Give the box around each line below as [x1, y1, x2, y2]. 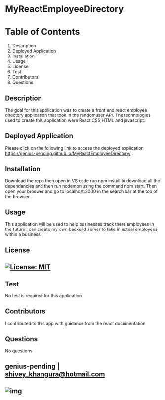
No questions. [5, 348, 34, 354]
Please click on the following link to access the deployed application [5, 145, 144, 151]
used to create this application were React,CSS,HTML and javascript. [5, 117, 146, 123]
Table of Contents [5, 26, 80, 38]
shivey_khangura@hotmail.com [5, 370, 105, 378]
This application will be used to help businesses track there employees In [5, 221, 154, 227]
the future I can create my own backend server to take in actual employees [5, 227, 158, 232]
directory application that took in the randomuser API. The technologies [5, 112, 151, 118]
